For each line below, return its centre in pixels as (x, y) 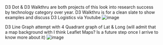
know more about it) (25, 37)
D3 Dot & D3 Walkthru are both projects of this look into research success (79, 7)
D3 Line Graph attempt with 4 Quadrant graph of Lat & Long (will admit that (81, 27)
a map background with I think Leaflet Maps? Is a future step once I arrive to (82, 32)
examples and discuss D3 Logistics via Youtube (53, 17)
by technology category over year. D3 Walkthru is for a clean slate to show (80, 12)
